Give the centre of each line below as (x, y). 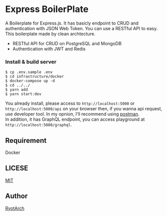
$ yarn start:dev (23, 94)
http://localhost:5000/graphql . (38, 125)
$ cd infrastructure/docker (35, 77)
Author (16, 196)
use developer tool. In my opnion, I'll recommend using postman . (72, 114)
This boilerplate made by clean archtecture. (50, 34)
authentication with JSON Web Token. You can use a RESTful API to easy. (81, 28)
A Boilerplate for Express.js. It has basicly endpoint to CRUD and (72, 23)
